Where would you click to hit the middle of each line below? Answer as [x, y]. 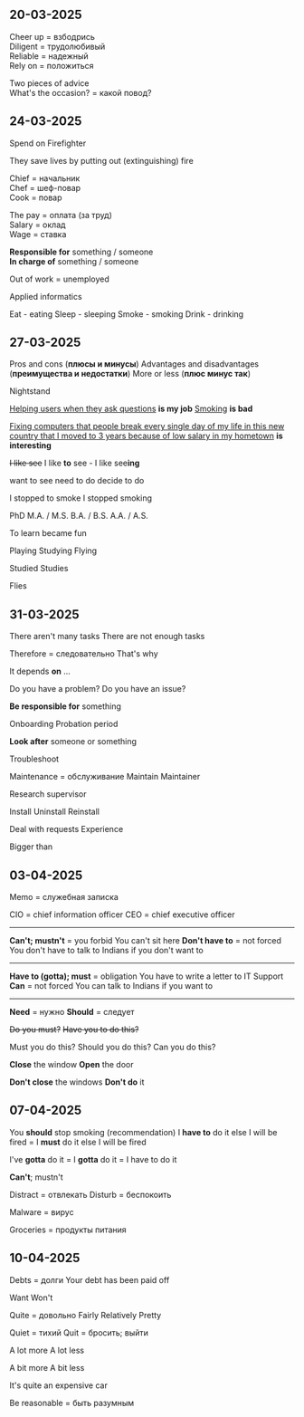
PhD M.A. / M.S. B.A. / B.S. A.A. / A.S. [79, 516]
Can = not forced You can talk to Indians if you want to [111, 986]
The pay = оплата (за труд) [61, 215]
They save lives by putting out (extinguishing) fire [102, 160]
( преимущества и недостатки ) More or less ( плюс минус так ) [130, 374]
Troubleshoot [34, 759]
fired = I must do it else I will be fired [78, 1142]
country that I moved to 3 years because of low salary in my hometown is [146, 436]
